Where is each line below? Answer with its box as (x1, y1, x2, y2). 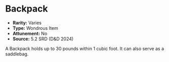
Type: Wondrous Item (12, 25, 58, 31)
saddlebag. (5, 51, 29, 57)
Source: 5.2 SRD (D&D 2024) (12, 36, 74, 42)
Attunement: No (12, 30, 48, 36)
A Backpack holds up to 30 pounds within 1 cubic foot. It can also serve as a (5, 45, 164, 51)
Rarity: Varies (12, 20, 42, 26)
